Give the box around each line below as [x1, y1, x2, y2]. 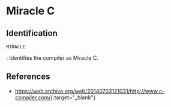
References [6, 72, 50, 82]
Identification [6, 28, 58, 38]
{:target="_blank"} [50, 94, 96, 101]
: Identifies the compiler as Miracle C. [6, 54, 99, 61]
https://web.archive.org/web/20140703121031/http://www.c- [14, 87, 165, 94]
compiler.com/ [14, 94, 51, 101]
